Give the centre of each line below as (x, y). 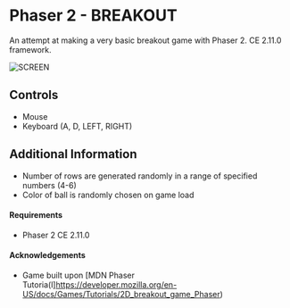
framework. (30, 49)
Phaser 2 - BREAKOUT (93, 16)
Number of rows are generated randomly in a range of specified (140, 176)
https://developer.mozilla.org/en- (116, 284)
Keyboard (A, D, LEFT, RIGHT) (77, 126)
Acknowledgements (48, 255)
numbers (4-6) (50, 185)
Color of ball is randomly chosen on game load (108, 195)
